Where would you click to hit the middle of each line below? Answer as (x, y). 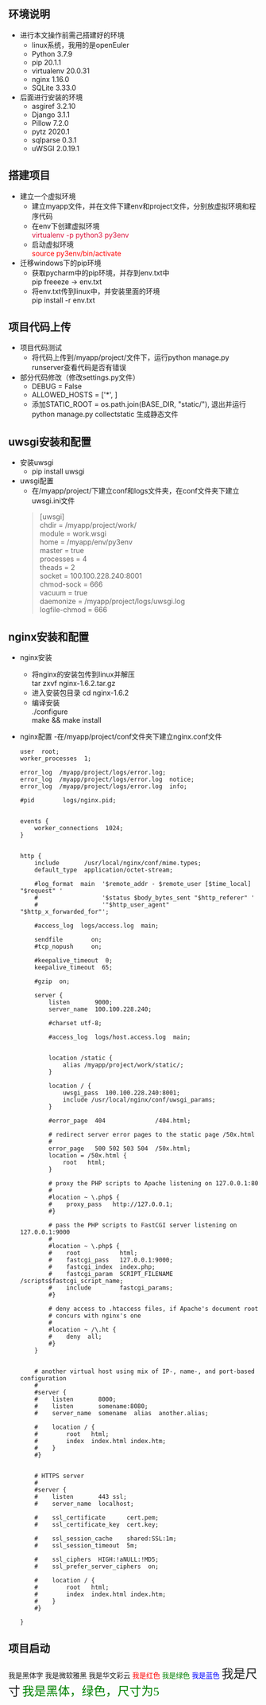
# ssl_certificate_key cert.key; (96, 1525)
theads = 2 (57, 568)
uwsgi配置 (37, 481)
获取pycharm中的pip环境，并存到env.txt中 (100, 272)
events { (34, 821)
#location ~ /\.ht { (83, 1330)
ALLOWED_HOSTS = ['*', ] (74, 395)
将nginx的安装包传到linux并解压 (83, 674)
